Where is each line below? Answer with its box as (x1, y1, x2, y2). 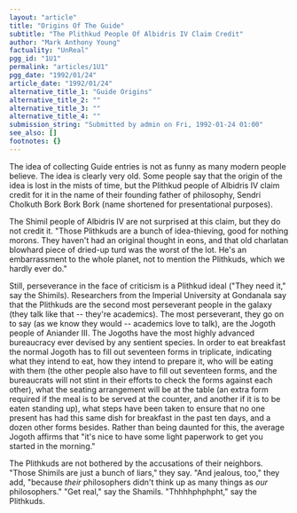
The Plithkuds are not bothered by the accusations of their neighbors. (9, 458, 263, 469)
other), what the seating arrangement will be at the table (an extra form (9, 383, 269, 395)
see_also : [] (9, 129, 58, 138)
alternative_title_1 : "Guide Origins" (9, 87, 152, 96)
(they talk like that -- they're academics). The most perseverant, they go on (9, 308, 285, 320)
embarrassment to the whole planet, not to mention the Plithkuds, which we (9, 254, 285, 264)
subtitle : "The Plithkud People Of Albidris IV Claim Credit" (9, 29, 244, 38)
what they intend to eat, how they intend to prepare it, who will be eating (9, 356, 274, 367)
